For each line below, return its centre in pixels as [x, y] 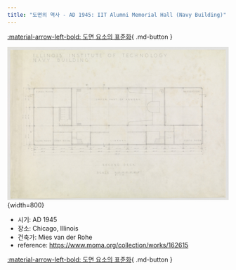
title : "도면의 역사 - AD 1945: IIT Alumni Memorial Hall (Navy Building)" [117, 15]
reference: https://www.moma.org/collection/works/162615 [103, 245]
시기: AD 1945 [37, 220]
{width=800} [26, 205]
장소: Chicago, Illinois [48, 229]
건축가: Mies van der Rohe [55, 237]
